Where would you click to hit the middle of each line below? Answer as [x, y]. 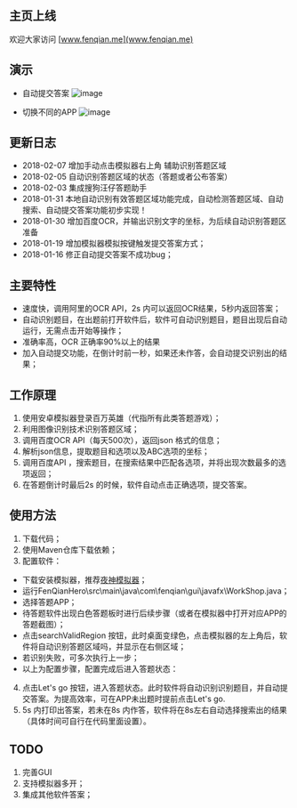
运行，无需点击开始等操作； [73, 331]
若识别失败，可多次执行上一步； [80, 658]
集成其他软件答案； [57, 794]
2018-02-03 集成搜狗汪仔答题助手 [84, 188]
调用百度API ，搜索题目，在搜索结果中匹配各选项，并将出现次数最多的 [150, 463]
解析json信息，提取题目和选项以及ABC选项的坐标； [116, 451]
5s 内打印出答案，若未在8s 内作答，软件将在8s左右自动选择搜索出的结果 [154, 709]
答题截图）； [44, 624]
